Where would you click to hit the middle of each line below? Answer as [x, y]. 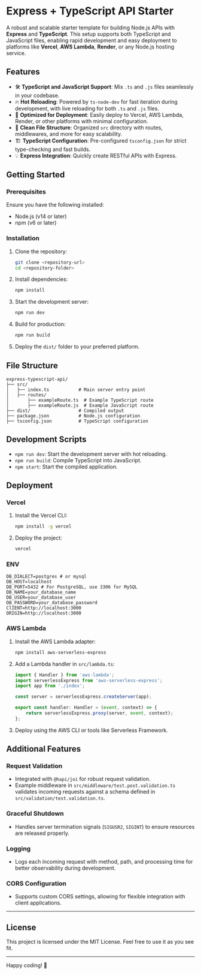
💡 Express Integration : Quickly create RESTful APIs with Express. [96, 155]
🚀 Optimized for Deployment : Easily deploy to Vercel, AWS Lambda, [99, 114]
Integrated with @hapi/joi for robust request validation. [83, 779]
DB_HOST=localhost [29, 582]
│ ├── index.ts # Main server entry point [76, 390]
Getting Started [36, 175]
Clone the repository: [41, 251]
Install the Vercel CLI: [41, 516]
